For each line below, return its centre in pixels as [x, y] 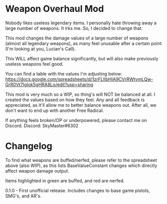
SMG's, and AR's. [23, 196]
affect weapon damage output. [37, 171]
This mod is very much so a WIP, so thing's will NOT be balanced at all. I [80, 94]
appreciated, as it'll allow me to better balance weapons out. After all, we [81, 105]
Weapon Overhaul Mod [55, 9]
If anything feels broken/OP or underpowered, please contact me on [76, 120]
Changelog [29, 146]
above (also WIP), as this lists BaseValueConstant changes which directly [81, 166]
